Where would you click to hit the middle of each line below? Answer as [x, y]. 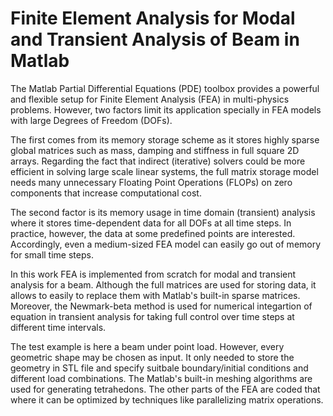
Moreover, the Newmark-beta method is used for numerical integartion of [161, 306]
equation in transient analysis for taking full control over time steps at [152, 316]
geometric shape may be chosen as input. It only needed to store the [152, 357]
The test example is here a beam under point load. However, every [147, 346]
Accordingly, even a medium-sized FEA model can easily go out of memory [166, 244]
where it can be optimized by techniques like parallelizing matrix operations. [167, 399]
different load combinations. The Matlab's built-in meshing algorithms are [161, 378]
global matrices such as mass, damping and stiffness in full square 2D [155, 150]
